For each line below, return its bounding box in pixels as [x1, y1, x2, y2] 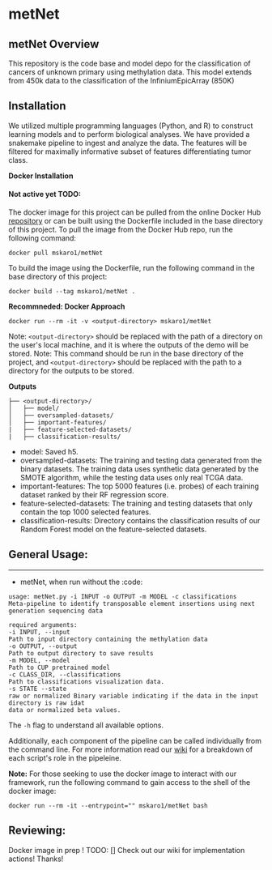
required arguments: [8, 621, 79, 629]
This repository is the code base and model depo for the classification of [8, 58, 251, 68]
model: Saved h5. [19, 447, 79, 457]
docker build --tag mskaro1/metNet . [8, 288, 136, 296]
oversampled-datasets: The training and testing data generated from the [19, 455, 262, 466]
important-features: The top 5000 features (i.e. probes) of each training [19, 481, 259, 491]
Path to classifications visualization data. [8, 677, 164, 685]
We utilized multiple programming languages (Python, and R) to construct [8, 121, 253, 130]
